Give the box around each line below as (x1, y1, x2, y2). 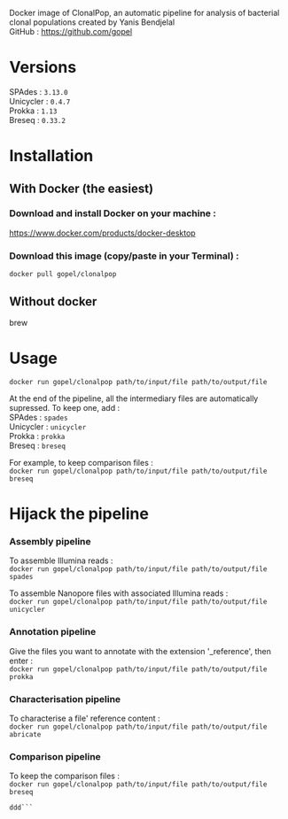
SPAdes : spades (9, 412, 68, 422)
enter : (9, 655, 34, 666)
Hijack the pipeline (9, 504, 149, 524)
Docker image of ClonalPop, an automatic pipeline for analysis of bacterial (9, 8, 280, 18)
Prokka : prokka (9, 430, 66, 441)
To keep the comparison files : (9, 770, 120, 782)
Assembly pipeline (9, 535, 91, 547)
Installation (9, 146, 94, 166)
